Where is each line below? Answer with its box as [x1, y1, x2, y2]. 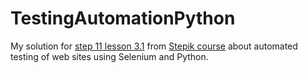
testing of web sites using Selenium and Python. [10, 50, 209, 62]
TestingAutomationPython [10, 7, 236, 30]
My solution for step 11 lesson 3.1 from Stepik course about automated [10, 40, 298, 52]
